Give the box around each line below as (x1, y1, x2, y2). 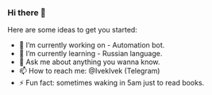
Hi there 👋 (7, 7, 47, 18)
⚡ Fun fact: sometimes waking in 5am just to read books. (18, 78, 205, 88)
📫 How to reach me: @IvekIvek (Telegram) (18, 66, 160, 76)
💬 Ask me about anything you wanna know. (18, 57, 160, 66)
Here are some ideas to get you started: (7, 25, 138, 35)
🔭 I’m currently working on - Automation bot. (18, 40, 165, 50)
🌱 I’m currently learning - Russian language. (18, 49, 163, 59)
